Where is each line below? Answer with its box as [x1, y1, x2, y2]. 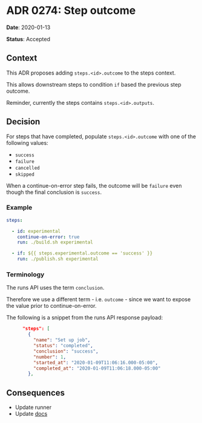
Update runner [15, 404, 52, 411]
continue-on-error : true [17, 234, 80, 240]
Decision [6, 116, 41, 127]
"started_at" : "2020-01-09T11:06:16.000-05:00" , [33, 359, 158, 365]
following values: [6, 139, 48, 146]
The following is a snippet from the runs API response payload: [6, 314, 163, 321]
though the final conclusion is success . [6, 188, 102, 196]
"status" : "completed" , [33, 343, 94, 349]
